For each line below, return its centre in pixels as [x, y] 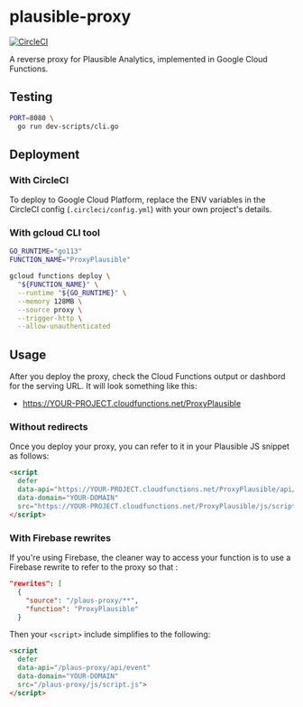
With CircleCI [39, 180]
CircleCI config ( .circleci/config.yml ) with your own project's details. [141, 209]
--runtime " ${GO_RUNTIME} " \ [72, 293]
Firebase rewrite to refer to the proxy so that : [94, 567]
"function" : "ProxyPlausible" [83, 609]
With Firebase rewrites [60, 537]
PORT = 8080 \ [32, 118]
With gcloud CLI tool [55, 233]
